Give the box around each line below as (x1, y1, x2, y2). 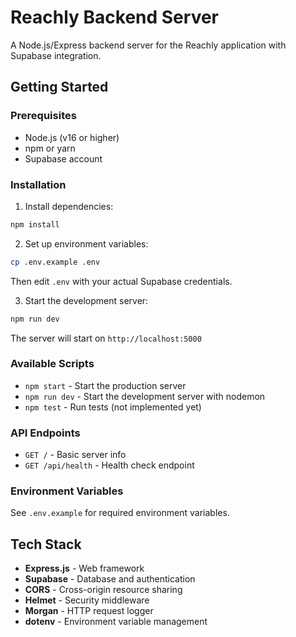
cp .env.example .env (10, 257, 101, 267)
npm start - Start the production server (24, 379, 187, 391)
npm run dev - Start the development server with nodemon (24, 390, 266, 402)
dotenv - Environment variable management (24, 616, 208, 628)
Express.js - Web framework (24, 562, 145, 575)
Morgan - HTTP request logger (24, 605, 154, 617)
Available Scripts (10, 357, 95, 371)
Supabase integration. (10, 49, 102, 61)
